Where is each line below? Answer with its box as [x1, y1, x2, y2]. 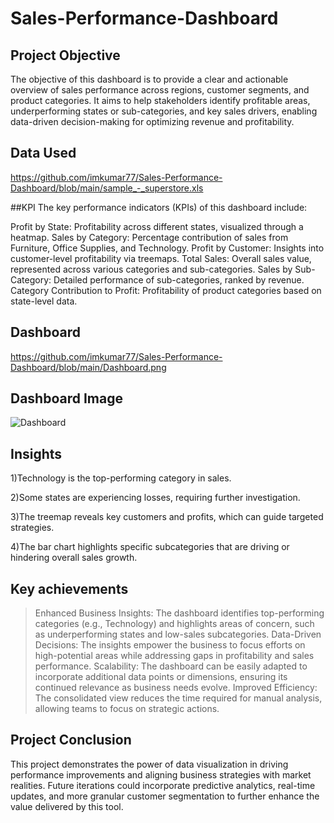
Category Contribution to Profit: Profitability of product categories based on [10, 284, 322, 296]
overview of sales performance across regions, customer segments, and [10, 84, 310, 96]
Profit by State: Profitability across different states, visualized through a [10, 220, 304, 232]
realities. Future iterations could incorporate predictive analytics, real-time [10, 779, 316, 791]
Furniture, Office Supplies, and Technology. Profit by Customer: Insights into [10, 242, 325, 254]
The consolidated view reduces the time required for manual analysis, [34, 692, 323, 704]
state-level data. [10, 295, 78, 307]
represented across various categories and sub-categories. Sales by [10, 263, 293, 275]
